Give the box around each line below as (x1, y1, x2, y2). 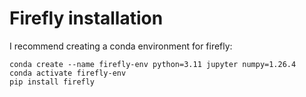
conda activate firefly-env (9, 68, 127, 78)
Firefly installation (9, 7, 164, 30)
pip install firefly (9, 77, 96, 87)
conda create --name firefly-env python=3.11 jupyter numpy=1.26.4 (9, 59, 297, 69)
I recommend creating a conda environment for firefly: (9, 40, 233, 52)
